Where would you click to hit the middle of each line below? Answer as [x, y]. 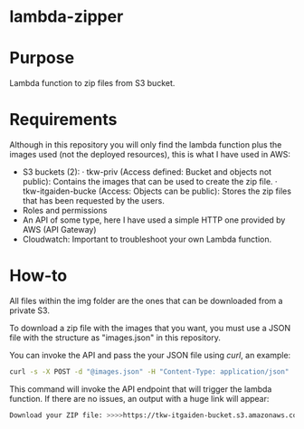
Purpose [42, 58]
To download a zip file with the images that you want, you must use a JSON [150, 328]
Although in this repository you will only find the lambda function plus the [146, 145]
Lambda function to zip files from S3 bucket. [92, 83]
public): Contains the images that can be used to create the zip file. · [150, 182]
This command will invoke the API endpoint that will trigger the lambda [141, 389]
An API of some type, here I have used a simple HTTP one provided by [154, 220]
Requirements [63, 120]
